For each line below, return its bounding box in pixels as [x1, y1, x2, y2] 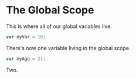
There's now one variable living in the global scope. [6, 44, 131, 51]
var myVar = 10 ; [6, 34, 46, 40]
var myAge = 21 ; [6, 56, 46, 62]
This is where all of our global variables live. [6, 23, 113, 30]
